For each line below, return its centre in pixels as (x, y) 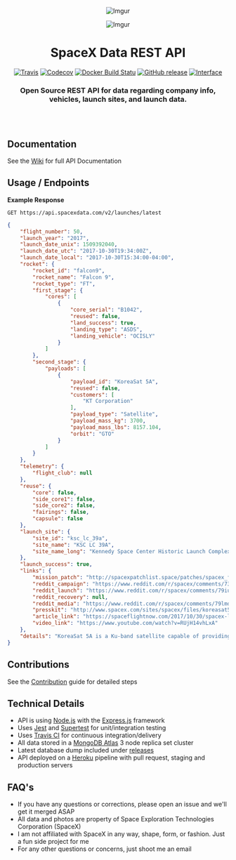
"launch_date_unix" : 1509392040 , (69, 245)
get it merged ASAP (46, 812)
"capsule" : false (58, 519)
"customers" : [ (92, 395)
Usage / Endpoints (48, 183)
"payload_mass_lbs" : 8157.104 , (116, 427)
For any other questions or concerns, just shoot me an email (104, 849)
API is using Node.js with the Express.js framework (91, 720)
